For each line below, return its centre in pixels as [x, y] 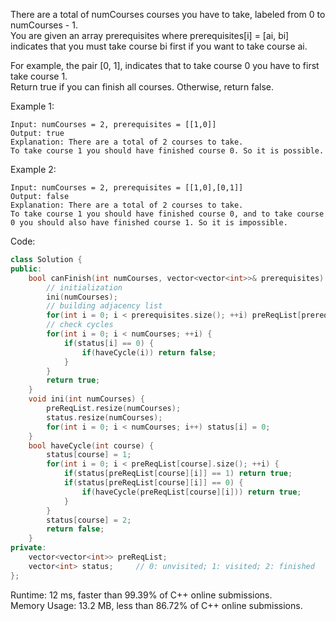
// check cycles [80, 325]
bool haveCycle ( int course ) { [91, 445]
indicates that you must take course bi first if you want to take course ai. [159, 46]
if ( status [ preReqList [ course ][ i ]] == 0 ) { [153, 483]
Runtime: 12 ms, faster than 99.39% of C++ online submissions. [141, 595]
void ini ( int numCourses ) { [86, 399]
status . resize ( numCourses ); [104, 417]
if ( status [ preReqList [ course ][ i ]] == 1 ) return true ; [178, 474]
